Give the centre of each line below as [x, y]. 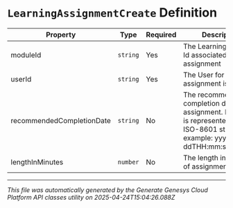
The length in [205, 158]
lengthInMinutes [37, 162]
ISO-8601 [200, 129]
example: [198, 138]
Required [161, 35]
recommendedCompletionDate [61, 120]
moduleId [26, 55]
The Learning [205, 46]
